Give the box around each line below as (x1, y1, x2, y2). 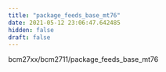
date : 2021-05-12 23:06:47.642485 (8, 19, 121, 27)
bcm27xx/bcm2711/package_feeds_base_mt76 (8, 55, 159, 64)
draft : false (8, 33, 51, 41)
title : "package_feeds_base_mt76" (8, 11, 121, 20)
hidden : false (8, 26, 55, 34)
